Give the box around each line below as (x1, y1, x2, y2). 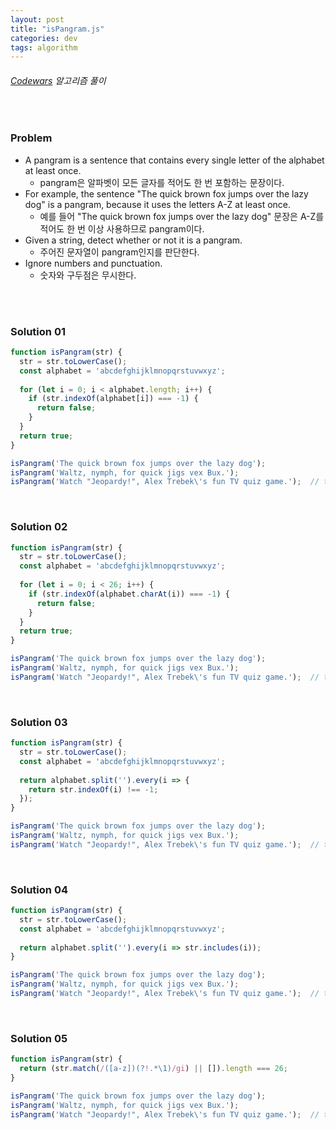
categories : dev (10, 33, 78, 43)
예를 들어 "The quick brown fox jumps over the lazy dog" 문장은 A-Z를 (39, 210, 325, 222)
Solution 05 (10, 1031, 68, 1045)
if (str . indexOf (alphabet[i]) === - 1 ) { (28, 394, 199, 404)
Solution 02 (10, 520, 68, 534)
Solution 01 (10, 324, 66, 338)
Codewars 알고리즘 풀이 (10, 74, 107, 86)
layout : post (10, 14, 65, 25)
